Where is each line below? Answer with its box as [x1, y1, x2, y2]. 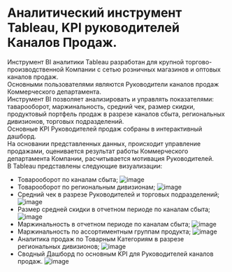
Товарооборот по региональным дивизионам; [17, 182, 156, 191]
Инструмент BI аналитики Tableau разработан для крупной [7, 57, 184, 66]
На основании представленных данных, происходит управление [7, 139, 201, 148]
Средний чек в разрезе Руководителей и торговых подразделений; [17, 190, 220, 199]
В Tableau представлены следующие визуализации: [7, 162, 163, 170]
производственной [7, 65, 64, 73]
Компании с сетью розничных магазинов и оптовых [65, 65, 222, 73]
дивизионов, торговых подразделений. [7, 117, 124, 125]
